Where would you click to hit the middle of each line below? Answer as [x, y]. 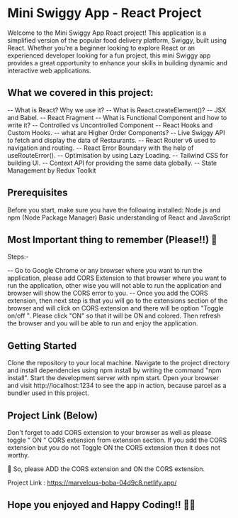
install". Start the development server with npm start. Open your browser [113, 378]
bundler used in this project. [49, 393]
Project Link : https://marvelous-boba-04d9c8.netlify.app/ [92, 482]
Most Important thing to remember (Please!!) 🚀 [112, 239]
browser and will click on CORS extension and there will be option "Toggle [116, 308]
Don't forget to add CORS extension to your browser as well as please [109, 432]
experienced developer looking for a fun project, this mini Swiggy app [109, 55]
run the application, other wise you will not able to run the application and [114, 286]
